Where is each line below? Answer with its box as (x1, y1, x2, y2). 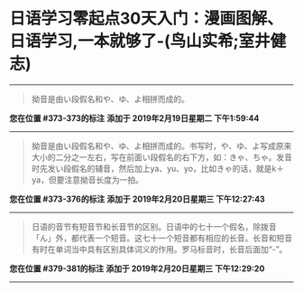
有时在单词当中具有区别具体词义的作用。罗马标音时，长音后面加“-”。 (31, 243, 288, 254)
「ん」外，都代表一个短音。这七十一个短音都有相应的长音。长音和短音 (31, 232, 293, 243)
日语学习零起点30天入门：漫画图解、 (9, 8, 283, 29)
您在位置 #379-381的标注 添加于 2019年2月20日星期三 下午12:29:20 (9, 263, 265, 274)
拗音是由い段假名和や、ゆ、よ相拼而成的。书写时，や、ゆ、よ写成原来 (31, 140, 292, 151)
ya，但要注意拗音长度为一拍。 (31, 174, 144, 185)
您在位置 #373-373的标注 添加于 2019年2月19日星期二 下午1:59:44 (9, 112, 260, 123)
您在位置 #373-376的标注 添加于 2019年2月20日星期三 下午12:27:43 (9, 193, 266, 204)
